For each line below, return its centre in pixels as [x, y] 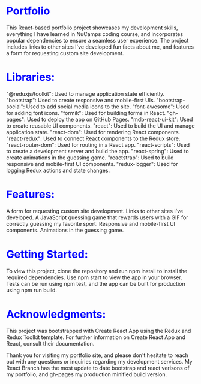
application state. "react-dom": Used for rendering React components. [93, 132]
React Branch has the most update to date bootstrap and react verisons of [98, 368]
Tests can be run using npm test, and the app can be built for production [96, 283]
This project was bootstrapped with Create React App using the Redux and [99, 331]
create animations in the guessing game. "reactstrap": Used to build [90, 158]
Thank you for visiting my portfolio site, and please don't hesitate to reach [97, 355]
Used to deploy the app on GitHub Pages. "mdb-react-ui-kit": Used [110, 119]
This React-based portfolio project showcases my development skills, [92, 28]
